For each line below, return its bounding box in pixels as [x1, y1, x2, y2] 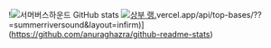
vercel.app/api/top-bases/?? [156, 10, 263, 20]
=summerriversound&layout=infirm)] [8, 20, 145, 30]
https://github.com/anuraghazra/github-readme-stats [11, 29, 210, 39]
